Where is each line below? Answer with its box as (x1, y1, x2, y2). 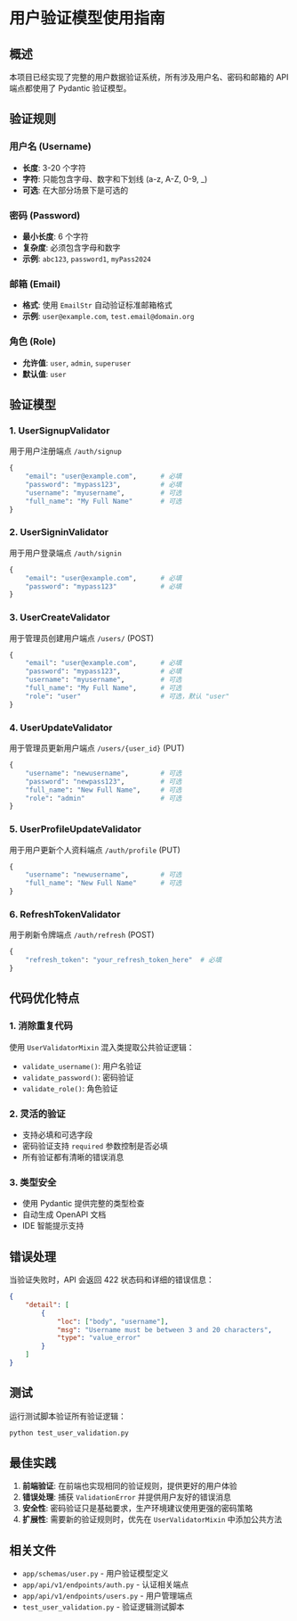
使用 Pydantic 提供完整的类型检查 (21, 1198, 145, 1209)
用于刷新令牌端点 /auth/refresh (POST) (9, 929, 155, 941)
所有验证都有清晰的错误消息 (21, 1151, 124, 1162)
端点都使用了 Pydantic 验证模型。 (9, 83, 132, 94)
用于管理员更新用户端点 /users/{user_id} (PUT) (9, 743, 185, 753)
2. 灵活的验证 (9, 1107, 66, 1120)
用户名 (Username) (9, 140, 92, 152)
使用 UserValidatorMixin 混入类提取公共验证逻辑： (9, 1041, 195, 1052)
